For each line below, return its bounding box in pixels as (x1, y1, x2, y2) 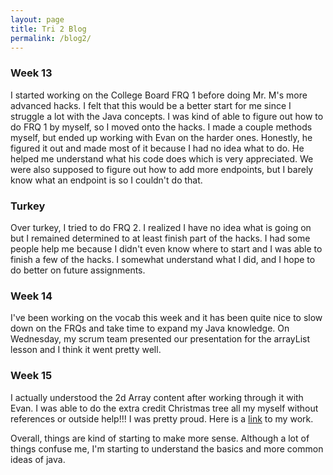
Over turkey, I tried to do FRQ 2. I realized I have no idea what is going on (10, 221, 312, 233)
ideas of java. (10, 453, 66, 465)
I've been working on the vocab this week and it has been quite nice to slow (10, 312, 323, 324)
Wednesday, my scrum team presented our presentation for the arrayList (10, 333, 310, 345)
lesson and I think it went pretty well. (10, 344, 162, 356)
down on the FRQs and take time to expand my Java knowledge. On (10, 322, 290, 335)
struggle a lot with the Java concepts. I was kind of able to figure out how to (10, 110, 324, 122)
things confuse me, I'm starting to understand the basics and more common (10, 442, 324, 455)
